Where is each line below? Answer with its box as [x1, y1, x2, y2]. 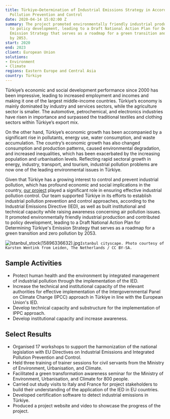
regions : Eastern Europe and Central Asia [5, 69, 96, 74]
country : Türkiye [5, 73, 42, 78]
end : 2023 [5, 45, 26, 50]
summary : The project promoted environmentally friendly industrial [5, 21, 153, 27]
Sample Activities [5, 259, 62, 268]
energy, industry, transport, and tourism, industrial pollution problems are [5, 161, 158, 167]
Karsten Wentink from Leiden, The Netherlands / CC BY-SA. [5, 245, 133, 250]
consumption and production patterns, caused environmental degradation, [5, 145, 161, 151]
